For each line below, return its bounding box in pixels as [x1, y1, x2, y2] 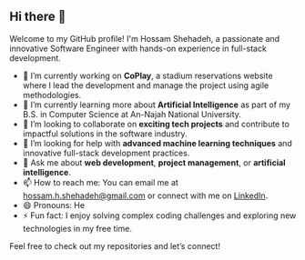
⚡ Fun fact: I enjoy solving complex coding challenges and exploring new [22, 210, 297, 221]
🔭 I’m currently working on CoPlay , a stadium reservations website [22, 70, 273, 81]
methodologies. [22, 89, 82, 100]
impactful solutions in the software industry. [22, 128, 188, 139]
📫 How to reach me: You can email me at [22, 176, 179, 187]
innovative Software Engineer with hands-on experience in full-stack [9, 43, 267, 54]
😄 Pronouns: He [22, 199, 85, 210]
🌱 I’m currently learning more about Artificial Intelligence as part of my [22, 99, 291, 110]
